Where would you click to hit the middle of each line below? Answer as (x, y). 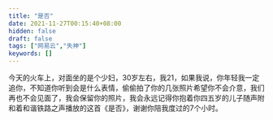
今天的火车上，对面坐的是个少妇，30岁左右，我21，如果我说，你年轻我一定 (134, 77)
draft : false (30, 39)
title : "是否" (31, 16)
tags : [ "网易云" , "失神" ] (48, 46)
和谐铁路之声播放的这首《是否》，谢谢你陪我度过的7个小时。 (122, 108)
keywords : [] (30, 54)
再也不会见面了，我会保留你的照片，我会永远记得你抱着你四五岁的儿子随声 (133, 98)
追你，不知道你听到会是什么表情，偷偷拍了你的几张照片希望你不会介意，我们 (136, 88)
